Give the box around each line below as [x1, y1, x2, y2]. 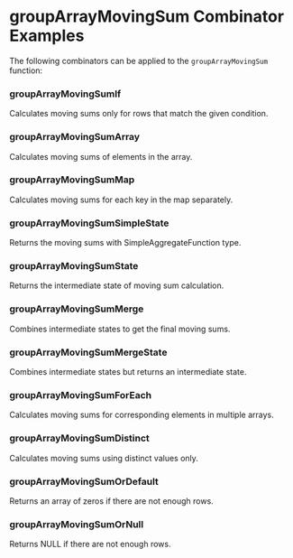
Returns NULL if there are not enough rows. [9, 539, 171, 550]
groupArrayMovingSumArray [9, 131, 141, 144]
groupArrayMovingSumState [9, 260, 139, 273]
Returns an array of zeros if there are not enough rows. [9, 495, 214, 507]
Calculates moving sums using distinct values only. [9, 452, 198, 463]
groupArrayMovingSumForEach [9, 388, 152, 401]
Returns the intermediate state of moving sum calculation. [9, 280, 224, 291]
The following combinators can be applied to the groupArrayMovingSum [9, 55, 269, 66]
